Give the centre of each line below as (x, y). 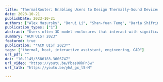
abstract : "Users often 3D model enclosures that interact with (71, 32)
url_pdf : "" (17, 54)
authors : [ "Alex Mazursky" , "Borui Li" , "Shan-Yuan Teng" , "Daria (73, 23)
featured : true (20, 41)
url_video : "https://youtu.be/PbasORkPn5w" (50, 63)
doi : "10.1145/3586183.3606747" (38, 59)
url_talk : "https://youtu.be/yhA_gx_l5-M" (49, 68)
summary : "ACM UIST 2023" (31, 37)
